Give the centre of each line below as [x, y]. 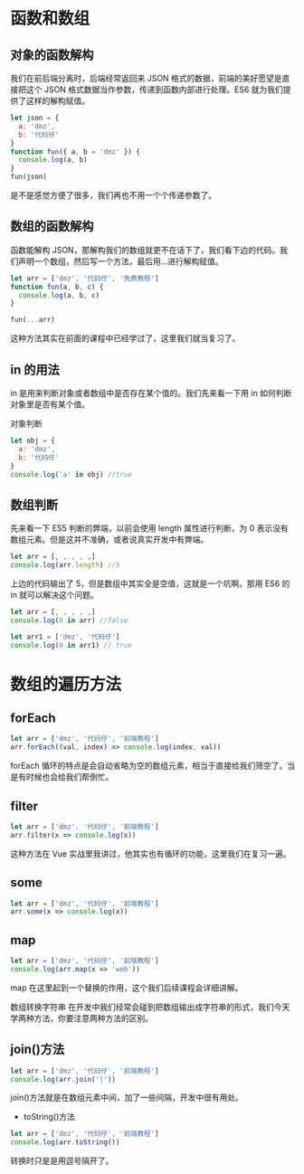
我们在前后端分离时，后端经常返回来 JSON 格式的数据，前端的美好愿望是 [147, 78]
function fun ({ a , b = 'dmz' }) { [76, 151]
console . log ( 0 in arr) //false [69, 620]
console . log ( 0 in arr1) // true [71, 645]
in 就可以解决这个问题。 [54, 594]
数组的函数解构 [52, 227]
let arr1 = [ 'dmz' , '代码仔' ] [65, 637]
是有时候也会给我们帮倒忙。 [62, 777]
